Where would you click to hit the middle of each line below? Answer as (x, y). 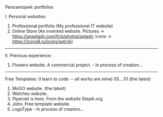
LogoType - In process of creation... (48, 109)
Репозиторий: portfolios (29, 7)
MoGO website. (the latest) (39, 88)
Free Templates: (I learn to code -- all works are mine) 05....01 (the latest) (78, 79)
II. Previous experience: (29, 55)
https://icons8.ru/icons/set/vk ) (42, 41)
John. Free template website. (41, 104)
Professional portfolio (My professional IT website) (62, 26)
